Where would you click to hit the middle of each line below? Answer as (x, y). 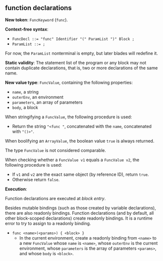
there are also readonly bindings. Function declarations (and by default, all (80, 213)
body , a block (25, 107)
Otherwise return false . (36, 179)
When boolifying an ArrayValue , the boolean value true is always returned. (80, 141)
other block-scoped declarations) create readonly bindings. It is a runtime (79, 218)
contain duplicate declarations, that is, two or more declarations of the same (81, 68)
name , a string (25, 92)
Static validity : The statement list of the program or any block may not (76, 62)
